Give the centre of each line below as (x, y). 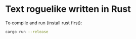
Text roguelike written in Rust (68, 9)
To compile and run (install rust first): (44, 23)
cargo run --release (27, 32)
